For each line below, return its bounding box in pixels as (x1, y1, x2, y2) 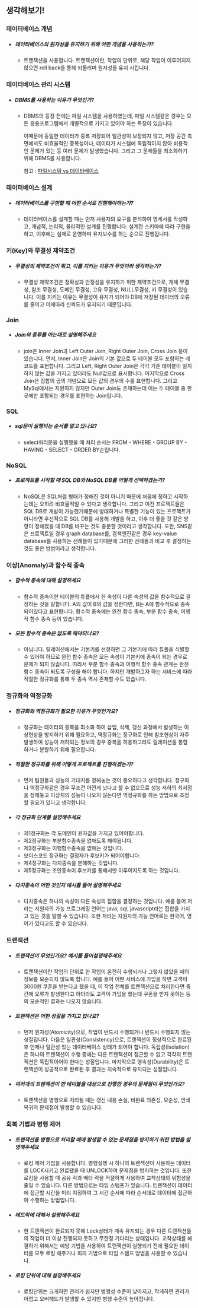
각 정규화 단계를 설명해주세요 (14, 814, 81, 821)
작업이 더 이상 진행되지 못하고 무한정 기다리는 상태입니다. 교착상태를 (30, 1234, 186, 1242)
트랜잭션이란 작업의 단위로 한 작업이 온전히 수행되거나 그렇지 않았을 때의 (23, 968, 190, 975)
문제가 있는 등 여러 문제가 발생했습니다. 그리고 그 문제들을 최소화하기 (30, 147, 188, 154)
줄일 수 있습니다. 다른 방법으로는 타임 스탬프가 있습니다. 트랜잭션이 (23, 1182, 177, 1189)
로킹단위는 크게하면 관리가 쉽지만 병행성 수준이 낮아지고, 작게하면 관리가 (23, 1287, 190, 1295)
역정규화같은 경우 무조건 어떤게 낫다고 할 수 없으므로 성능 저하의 (30, 784, 177, 791)
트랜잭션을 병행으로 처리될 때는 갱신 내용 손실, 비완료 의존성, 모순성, (23, 1097, 180, 1104)
